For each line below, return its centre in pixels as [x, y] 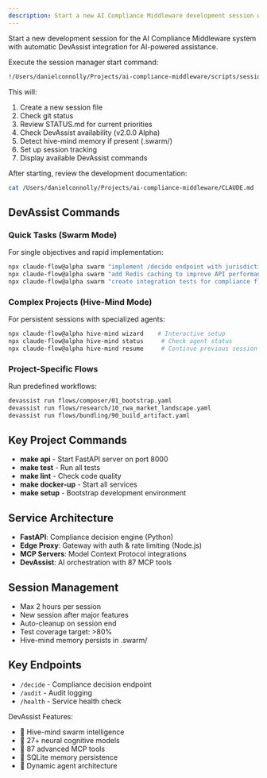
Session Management [64, 587]
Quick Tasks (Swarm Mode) [63, 235]
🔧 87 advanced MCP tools [62, 749]
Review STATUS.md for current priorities [86, 124]
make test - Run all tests [60, 468]
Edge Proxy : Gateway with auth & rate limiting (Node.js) [111, 545]
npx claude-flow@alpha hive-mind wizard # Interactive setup [117, 333]
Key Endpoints [45, 665]
